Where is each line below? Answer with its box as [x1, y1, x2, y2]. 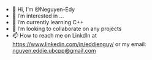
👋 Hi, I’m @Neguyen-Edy [12, 6, 75, 13]
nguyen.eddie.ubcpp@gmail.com [12, 47, 96, 54]
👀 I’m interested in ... [12, 12, 64, 19]
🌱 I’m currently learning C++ [12, 19, 84, 25]
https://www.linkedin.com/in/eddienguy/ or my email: [12, 41, 146, 48]
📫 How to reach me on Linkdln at [12, 32, 97, 39]
